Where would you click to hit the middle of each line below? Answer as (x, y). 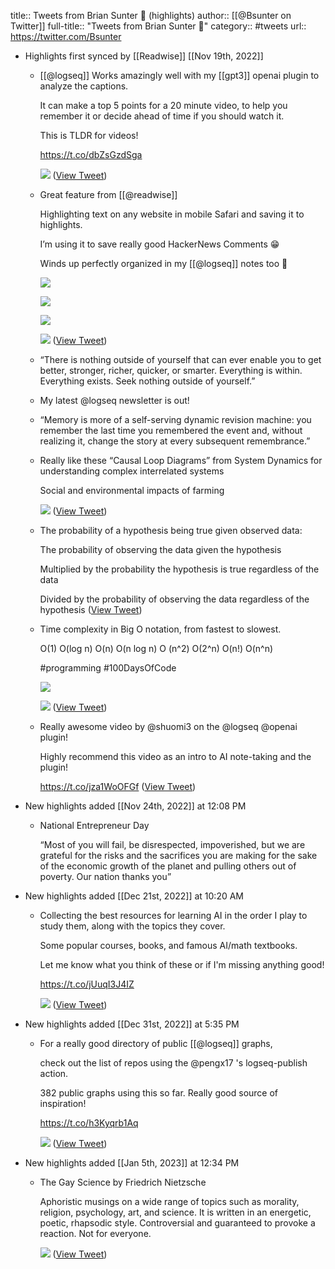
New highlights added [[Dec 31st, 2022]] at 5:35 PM (132, 1024)
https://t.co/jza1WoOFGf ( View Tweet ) (118, 786)
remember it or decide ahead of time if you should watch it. (162, 116)
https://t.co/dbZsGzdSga (91, 154)
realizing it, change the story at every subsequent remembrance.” (175, 441)
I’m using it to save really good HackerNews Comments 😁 (159, 244)
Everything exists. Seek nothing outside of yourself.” (147, 381)
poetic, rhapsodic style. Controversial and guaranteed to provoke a (177, 1223)
